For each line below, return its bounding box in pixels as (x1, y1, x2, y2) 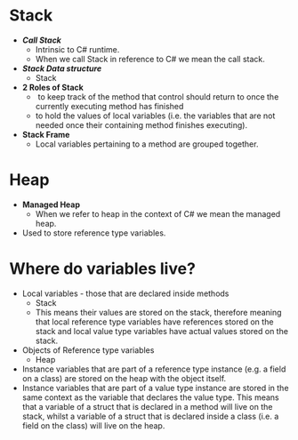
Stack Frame (21, 129, 70, 140)
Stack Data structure (21, 63, 102, 74)
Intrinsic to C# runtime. (35, 44, 120, 54)
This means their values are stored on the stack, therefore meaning (35, 307, 282, 317)
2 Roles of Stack (21, 82, 85, 92)
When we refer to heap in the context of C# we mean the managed (35, 208, 281, 219)
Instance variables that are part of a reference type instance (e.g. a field (21, 364, 286, 374)
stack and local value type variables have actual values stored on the (35, 325, 289, 336)
